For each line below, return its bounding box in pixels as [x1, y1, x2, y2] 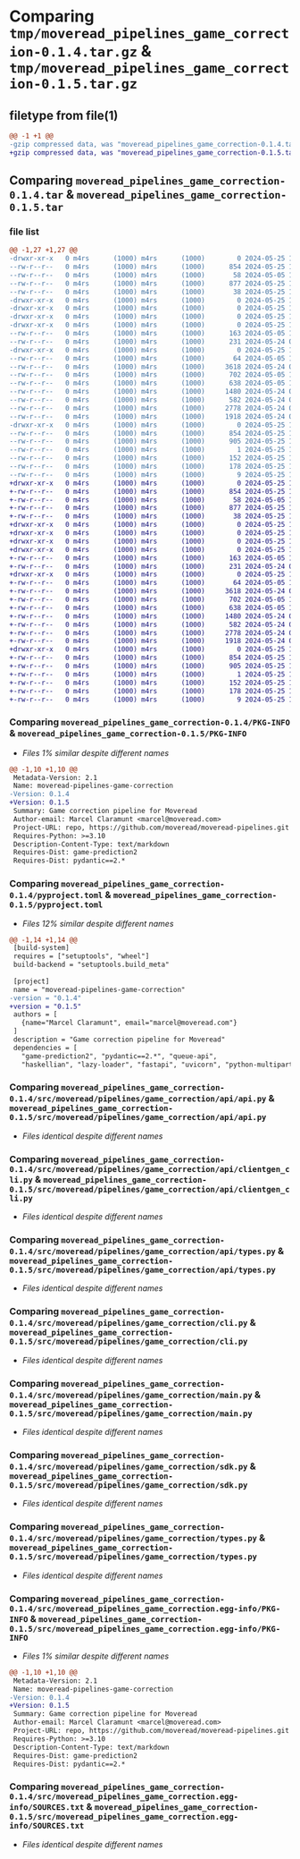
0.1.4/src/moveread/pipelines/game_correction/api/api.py [9, 1094, 267, 1104]
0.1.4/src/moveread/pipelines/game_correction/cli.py [9, 1318, 248, 1328]
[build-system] [12, 944, 70, 953]
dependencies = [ [12, 1043, 78, 1052]
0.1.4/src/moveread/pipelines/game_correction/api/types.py [9, 1246, 277, 1257]
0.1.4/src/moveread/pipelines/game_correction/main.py [9, 1389, 253, 1400]
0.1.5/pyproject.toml [9, 900, 104, 910]
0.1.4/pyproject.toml [9, 890, 104, 901]
